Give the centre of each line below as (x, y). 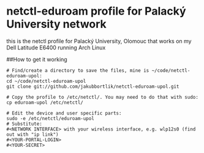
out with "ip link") (33, 134)
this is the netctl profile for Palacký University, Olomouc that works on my (99, 41)
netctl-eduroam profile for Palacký (96, 11)
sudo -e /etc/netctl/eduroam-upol (51, 118)
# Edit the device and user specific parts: (64, 113)
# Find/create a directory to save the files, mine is (78, 70)
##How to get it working (37, 59)
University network (57, 24)
